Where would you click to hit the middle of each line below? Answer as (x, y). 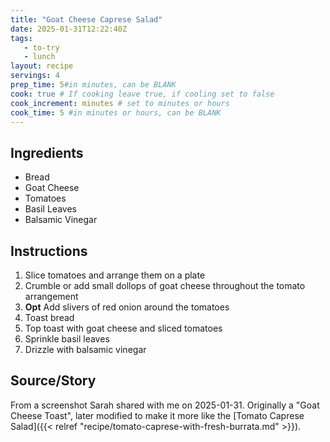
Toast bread (49, 317)
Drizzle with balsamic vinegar (85, 349)
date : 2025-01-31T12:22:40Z (69, 29)
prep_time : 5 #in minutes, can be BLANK (93, 85)
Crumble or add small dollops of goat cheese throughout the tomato (165, 285)
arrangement (51, 296)
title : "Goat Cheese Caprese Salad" (86, 19)
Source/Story (53, 381)
